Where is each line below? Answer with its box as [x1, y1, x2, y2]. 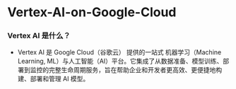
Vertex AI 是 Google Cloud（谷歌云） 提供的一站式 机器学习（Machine [17, 48, 222, 57]
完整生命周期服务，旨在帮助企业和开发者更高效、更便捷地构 [48, 66, 223, 74]
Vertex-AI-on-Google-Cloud [7, 4, 177, 20]
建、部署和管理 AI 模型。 [17, 75, 90, 83]
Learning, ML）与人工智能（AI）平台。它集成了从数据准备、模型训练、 [17, 57, 223, 66]
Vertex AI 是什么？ [7, 31, 71, 41]
